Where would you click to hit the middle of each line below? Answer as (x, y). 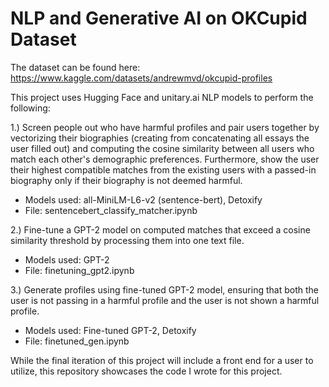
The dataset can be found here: (75, 67)
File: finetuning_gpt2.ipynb (79, 270)
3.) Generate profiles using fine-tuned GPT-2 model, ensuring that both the (164, 289)
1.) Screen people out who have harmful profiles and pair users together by (165, 127)
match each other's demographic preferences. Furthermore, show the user (165, 159)
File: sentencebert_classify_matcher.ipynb (111, 210)
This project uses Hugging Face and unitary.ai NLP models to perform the (162, 97)
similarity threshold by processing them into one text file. (127, 240)
